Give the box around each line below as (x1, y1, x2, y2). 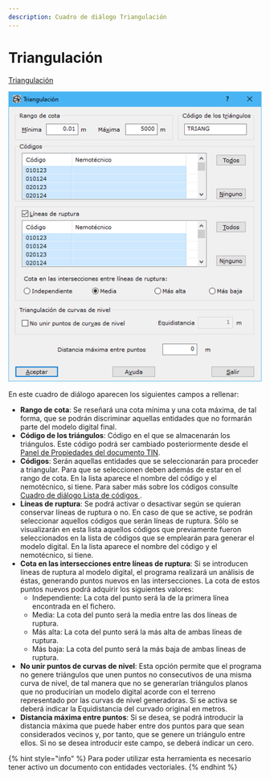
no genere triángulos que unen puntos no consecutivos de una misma (19, 670, 252, 679)
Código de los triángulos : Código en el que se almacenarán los (19, 430, 231, 440)
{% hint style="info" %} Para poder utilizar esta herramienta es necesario (8, 753, 252, 763)
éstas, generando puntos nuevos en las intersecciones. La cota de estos (19, 576, 260, 585)
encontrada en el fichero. (31, 601, 117, 611)
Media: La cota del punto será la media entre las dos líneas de (31, 609, 238, 619)
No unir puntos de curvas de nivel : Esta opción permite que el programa (19, 661, 262, 670)
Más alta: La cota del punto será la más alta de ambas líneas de (31, 627, 243, 637)
